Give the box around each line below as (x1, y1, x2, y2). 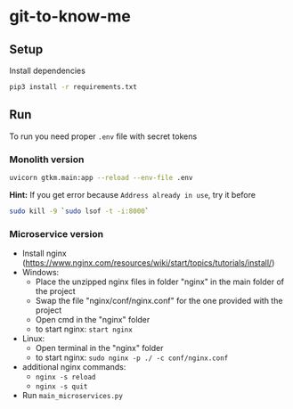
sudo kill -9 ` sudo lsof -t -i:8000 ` (9, 207, 150, 216)
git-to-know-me (9, 6, 132, 27)
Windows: (21, 267, 60, 278)
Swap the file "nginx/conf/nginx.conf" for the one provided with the (35, 296, 283, 307)
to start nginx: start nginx (35, 323, 134, 335)
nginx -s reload (35, 372, 96, 382)
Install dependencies (9, 65, 86, 76)
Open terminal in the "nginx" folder (35, 343, 164, 354)
